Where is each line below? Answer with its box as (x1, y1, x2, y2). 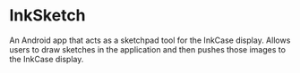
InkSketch (9, 5, 87, 26)
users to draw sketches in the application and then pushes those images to (9, 44, 287, 54)
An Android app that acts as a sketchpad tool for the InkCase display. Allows (9, 35, 291, 45)
